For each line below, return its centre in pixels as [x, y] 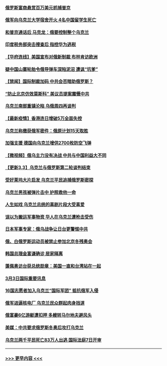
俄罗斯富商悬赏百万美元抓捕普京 [38, 7]
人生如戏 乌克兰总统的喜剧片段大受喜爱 [45, 204]
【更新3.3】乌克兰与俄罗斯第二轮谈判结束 [48, 168]
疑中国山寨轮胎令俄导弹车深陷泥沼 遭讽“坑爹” [52, 69]
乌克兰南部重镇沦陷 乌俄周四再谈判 [41, 106]
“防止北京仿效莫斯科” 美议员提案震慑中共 [47, 93]
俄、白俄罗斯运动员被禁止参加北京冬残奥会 [49, 241]
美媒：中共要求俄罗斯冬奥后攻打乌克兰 [44, 328]
